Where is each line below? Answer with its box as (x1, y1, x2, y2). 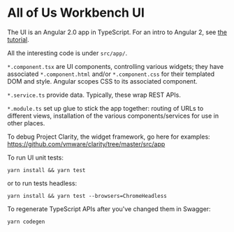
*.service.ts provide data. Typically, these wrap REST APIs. (7, 91, 182, 99)
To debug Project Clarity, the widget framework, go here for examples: (7, 132, 211, 141)
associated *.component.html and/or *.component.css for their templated (7, 70, 215, 78)
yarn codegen (7, 218, 45, 225)
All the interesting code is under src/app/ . (7, 49, 128, 57)
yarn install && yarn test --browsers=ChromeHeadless (7, 192, 168, 199)
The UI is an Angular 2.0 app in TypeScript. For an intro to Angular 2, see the (7, 28, 227, 36)
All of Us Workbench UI (7, 5, 145, 21)
